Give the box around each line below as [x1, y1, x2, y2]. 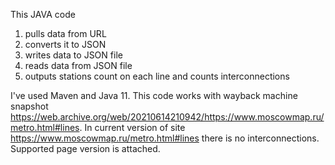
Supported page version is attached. [10, 143, 161, 154]
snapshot [10, 100, 49, 112]
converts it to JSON [24, 39, 107, 50]
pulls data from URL [24, 28, 107, 39]
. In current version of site [79, 122, 186, 133]
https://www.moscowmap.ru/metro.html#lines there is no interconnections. [10, 132, 320, 144]
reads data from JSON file [24, 60, 133, 71]
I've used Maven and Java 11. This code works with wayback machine [10, 90, 298, 101]
